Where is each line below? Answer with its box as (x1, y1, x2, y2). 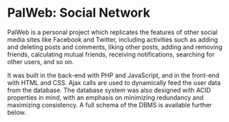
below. (7, 108, 27, 116)
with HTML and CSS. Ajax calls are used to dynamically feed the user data (7, 78, 221, 86)
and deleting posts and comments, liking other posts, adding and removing (7, 43, 223, 51)
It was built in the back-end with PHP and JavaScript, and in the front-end (7, 71, 220, 79)
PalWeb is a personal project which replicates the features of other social (7, 28, 218, 36)
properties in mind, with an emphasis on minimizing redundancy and (7, 93, 204, 102)
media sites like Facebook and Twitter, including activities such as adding (7, 35, 219, 43)
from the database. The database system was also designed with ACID (7, 86, 212, 94)
